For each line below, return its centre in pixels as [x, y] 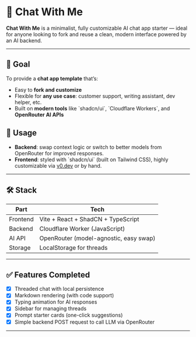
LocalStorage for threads [73, 248]
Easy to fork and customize [48, 89]
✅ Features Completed [48, 275]
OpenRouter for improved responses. [59, 153]
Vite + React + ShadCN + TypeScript [89, 220]
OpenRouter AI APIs [39, 114]
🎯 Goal [18, 65]
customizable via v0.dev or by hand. [58, 165]
